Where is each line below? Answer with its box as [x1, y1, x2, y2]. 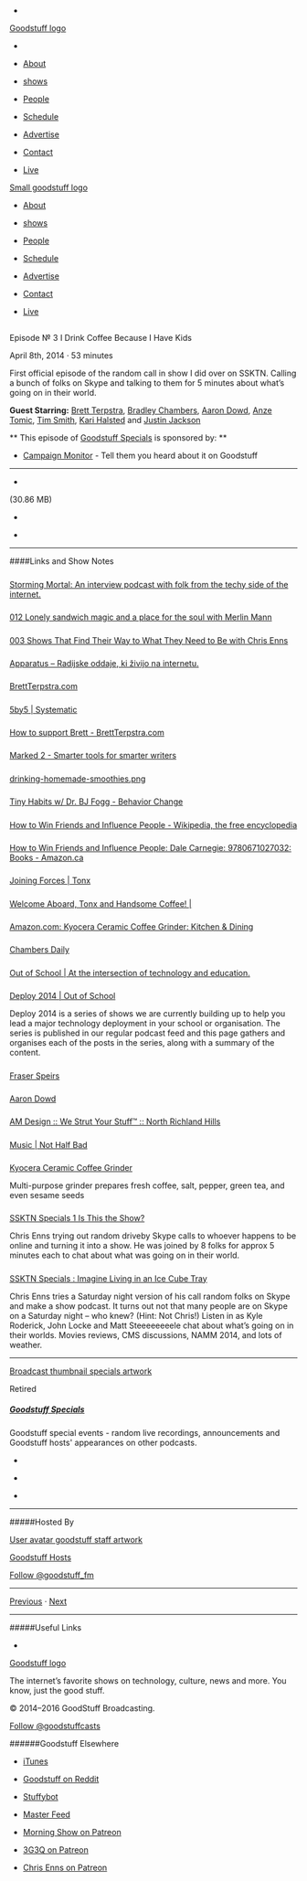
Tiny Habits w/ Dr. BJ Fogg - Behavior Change [9, 796, 184, 807]
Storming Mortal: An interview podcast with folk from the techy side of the [9, 579, 289, 590]
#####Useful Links [9, 1621, 82, 1632]
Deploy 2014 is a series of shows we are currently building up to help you [9, 1008, 286, 1019]
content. [9, 1047, 41, 1058]
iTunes [22, 1756, 48, 1767]
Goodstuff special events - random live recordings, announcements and [9, 1427, 281, 1438]
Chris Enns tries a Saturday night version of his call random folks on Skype [9, 1291, 291, 1302]
